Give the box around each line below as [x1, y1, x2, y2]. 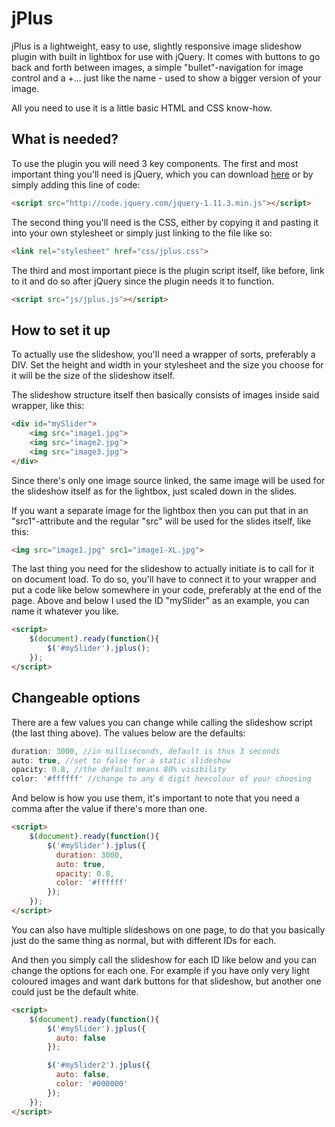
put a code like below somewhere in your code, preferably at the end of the [11, 584, 322, 596]
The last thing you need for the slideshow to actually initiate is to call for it [11, 563, 315, 575]
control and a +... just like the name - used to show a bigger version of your [11, 72, 322, 84]
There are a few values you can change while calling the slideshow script [11, 716, 313, 728]
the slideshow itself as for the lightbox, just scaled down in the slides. [11, 485, 298, 497]
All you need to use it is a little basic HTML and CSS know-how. [11, 102, 273, 114]
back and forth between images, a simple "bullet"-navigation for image [11, 61, 304, 73]
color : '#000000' [55, 1079, 129, 1089]
